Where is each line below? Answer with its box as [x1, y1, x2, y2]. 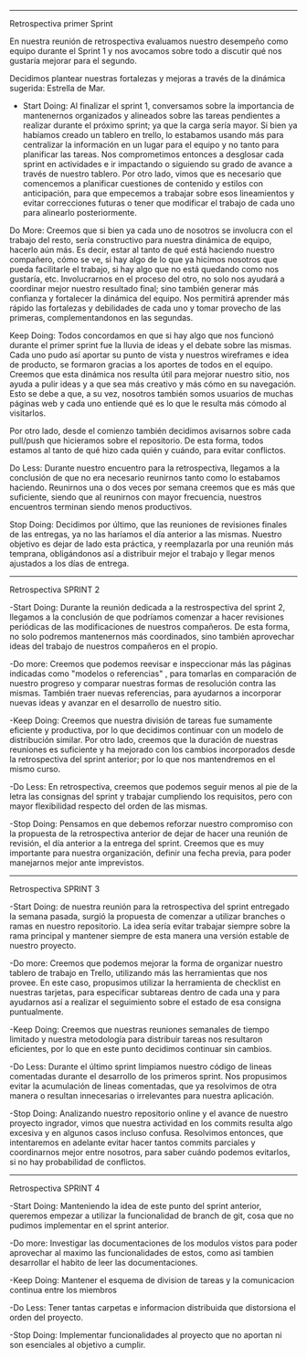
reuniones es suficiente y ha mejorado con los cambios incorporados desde [9, 744, 295, 755]
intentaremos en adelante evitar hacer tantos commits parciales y [9, 1137, 256, 1148]
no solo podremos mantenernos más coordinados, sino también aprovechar [9, 632, 295, 642]
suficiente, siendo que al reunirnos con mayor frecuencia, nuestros [9, 492, 262, 503]
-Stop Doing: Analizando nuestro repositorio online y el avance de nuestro [9, 1108, 289, 1119]
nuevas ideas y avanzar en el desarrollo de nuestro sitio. [9, 697, 222, 708]
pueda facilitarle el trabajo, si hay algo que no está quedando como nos [9, 264, 280, 274]
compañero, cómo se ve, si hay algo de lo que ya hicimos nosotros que [9, 254, 278, 265]
